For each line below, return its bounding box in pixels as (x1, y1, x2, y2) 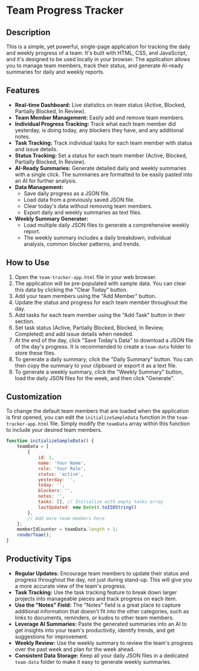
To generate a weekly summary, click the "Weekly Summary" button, (14, 368, 184, 375)
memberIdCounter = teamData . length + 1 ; (17, 526, 118, 532)
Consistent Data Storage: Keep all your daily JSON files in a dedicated (14, 652, 189, 659)
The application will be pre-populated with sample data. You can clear (14, 280, 187, 287)
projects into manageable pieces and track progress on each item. (14, 595, 177, 602)
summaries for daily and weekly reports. (6, 68, 105, 75)
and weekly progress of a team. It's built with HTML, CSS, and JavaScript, (6, 49, 187, 57)
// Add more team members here (27, 515, 105, 521)
